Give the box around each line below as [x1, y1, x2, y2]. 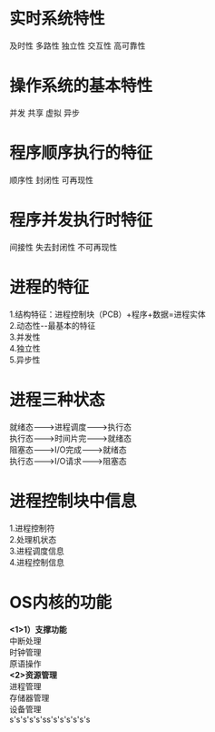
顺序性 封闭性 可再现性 [9, 174, 93, 185]
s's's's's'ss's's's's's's [9, 714, 91, 725]
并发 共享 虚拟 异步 [9, 107, 80, 118]
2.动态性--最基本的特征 [9, 320, 96, 330]
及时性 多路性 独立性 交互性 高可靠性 [9, 40, 146, 51]
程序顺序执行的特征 [9, 143, 153, 164]
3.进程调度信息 [9, 545, 65, 556]
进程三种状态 [9, 389, 106, 410]
